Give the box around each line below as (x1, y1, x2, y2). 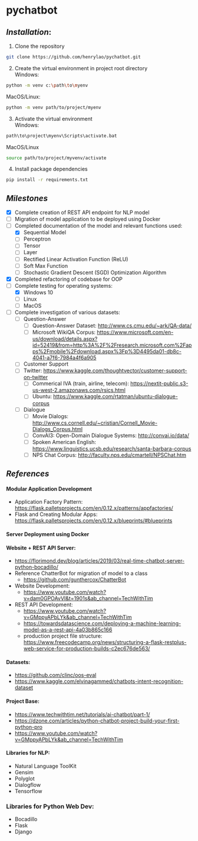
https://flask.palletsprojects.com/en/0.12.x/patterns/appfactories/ (14, 505, 174, 512)
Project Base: (6, 698, 40, 705)
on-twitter (23, 374, 48, 381)
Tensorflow (14, 787, 42, 794)
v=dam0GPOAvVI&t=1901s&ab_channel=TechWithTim (23, 595, 153, 602)
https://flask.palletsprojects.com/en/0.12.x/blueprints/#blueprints (14, 517, 173, 524)
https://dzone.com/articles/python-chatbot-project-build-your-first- (14, 717, 180, 724)
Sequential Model (23, 229, 67, 236)
